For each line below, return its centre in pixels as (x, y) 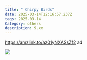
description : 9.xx (24, 28)
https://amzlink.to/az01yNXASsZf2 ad (44, 42)
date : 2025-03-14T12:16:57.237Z (39, 14)
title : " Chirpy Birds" (30, 10)
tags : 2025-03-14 (23, 19)
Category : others (23, 24)
